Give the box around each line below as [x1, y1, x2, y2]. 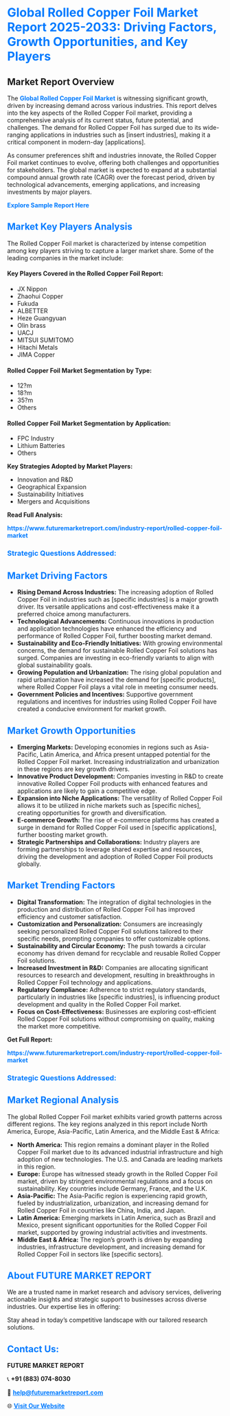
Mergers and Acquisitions [16, 497, 91, 506]
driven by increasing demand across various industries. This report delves [7, 102, 218, 109]
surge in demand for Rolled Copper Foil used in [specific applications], [16, 823, 217, 831]
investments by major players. [7, 188, 92, 196]
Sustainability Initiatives [16, 490, 84, 499]
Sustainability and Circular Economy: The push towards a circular [16, 941, 207, 949]
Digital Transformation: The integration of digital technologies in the [16, 898, 211, 906]
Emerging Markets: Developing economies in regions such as [16, 743, 193, 751]
